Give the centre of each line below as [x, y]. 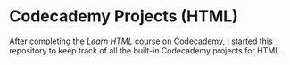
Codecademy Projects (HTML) [124, 16]
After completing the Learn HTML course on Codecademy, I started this [141, 41]
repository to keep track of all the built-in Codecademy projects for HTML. [146, 50]
